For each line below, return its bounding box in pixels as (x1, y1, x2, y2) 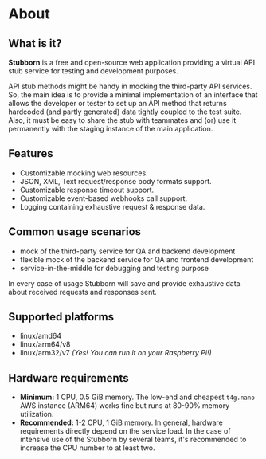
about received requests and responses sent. (8, 287, 157, 296)
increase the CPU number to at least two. (19, 443, 155, 453)
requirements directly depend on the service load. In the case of (19, 426, 231, 436)
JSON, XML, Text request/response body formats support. (19, 176, 213, 186)
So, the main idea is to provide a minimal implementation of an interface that (8, 90, 258, 100)
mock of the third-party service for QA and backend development (19, 246, 236, 256)
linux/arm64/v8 (19, 339, 71, 349)
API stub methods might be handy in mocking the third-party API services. (8, 81, 252, 91)
